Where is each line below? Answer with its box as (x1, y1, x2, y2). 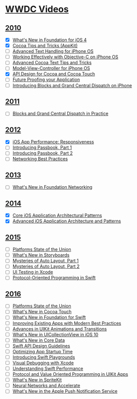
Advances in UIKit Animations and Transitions (12, 326, 107, 332)
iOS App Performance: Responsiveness (12, 139, 94, 145)
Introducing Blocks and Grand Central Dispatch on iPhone (12, 82, 132, 89)
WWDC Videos (5, 4, 69, 15)
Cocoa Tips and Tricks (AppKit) (12, 43, 78, 49)
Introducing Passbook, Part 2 (12, 150, 73, 156)
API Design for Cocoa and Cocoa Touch (12, 71, 95, 77)
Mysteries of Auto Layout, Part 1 (12, 258, 79, 264)
